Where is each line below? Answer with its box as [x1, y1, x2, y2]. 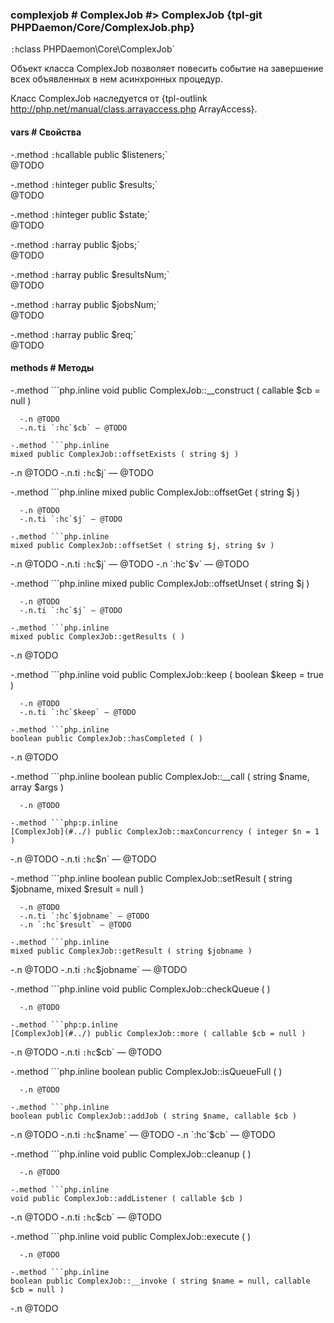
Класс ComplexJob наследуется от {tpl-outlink [10, 93, 208, 105]
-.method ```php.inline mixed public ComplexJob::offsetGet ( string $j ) [10, 486, 300, 498]
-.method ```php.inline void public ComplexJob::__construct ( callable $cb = [10, 384, 321, 396]
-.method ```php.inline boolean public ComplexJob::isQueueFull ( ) [10, 1065, 283, 1077]
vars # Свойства [10, 126, 82, 138]
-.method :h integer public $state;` [10, 208, 151, 220]
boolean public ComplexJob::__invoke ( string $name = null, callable [10, 1276, 311, 1286]
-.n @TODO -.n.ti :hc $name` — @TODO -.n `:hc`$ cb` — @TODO [10, 1128, 276, 1140]
